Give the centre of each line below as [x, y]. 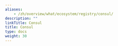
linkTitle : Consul [23, 23]
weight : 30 [16, 36]
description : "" [21, 18]
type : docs [16, 32]
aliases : [14, 9]
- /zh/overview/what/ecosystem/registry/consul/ [64, 14]
